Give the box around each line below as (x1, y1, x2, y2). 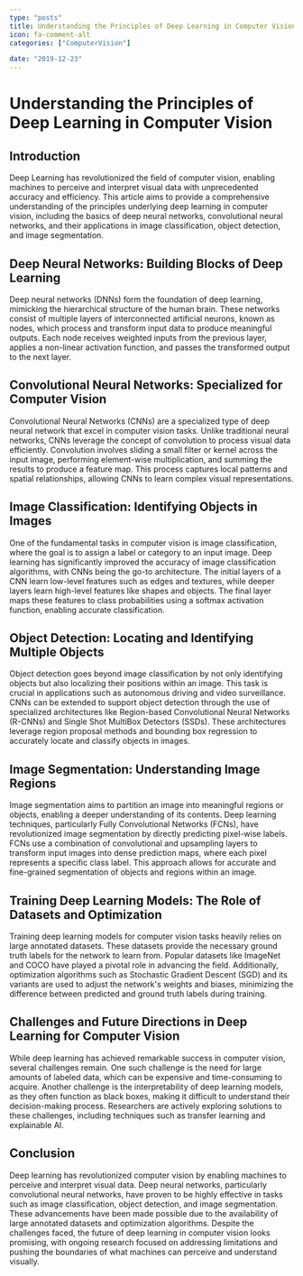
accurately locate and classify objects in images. (9, 736, 191, 747)
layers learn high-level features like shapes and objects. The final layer (9, 585, 272, 596)
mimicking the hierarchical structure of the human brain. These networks (9, 303, 280, 314)
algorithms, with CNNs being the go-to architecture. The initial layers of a (9, 565, 281, 577)
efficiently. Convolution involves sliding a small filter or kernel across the (9, 444, 278, 455)
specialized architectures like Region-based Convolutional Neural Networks (9, 707, 290, 718)
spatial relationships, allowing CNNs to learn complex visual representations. (9, 473, 294, 483)
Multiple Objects (9, 644, 105, 659)
